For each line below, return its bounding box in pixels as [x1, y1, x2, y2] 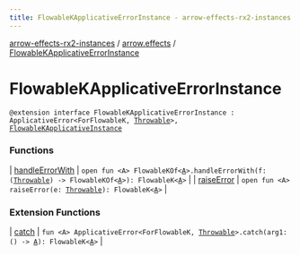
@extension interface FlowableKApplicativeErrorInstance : [9, 108, 235, 117]
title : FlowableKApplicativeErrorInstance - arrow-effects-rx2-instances [9, 13, 292, 22]
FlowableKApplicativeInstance [9, 123, 123, 132]
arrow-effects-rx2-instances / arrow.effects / [9, 38, 177, 48]
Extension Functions [9, 206, 101, 218]
